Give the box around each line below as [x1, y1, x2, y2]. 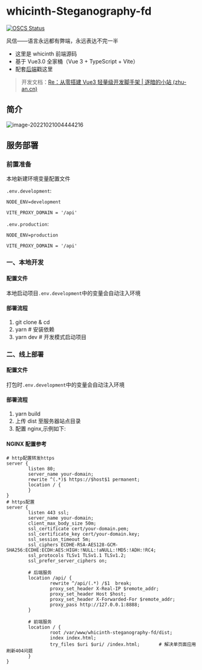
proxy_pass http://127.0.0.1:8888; [49, 602, 140, 608]
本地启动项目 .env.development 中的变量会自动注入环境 [6, 289, 141, 297]
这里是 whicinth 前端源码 [15, 50, 77, 57]
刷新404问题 [6, 648, 33, 654]
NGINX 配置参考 [6, 440, 47, 447]
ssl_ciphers [28, 542, 59, 548]
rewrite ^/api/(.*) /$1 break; [49, 580, 132, 587]
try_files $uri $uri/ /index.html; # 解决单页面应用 [49, 641, 197, 648]
